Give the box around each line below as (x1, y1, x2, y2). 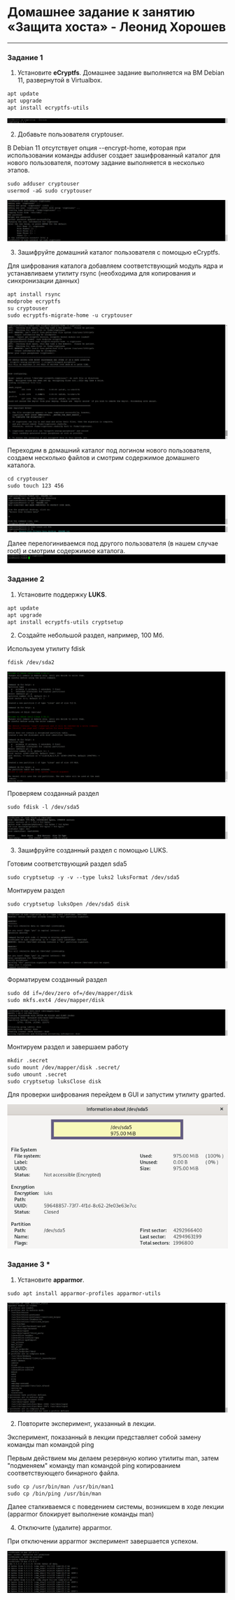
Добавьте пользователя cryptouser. (17, 130, 124, 138)
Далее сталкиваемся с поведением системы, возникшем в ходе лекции (7, 1502, 225, 1510)
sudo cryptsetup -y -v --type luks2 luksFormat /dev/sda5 (7, 874, 180, 881)
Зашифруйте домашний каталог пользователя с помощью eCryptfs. (17, 248, 220, 256)
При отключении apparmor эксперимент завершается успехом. (7, 1536, 199, 1545)
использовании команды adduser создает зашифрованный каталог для (7, 151, 221, 159)
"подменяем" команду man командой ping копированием (7, 1461, 180, 1469)
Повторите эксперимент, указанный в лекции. (17, 1419, 156, 1427)
